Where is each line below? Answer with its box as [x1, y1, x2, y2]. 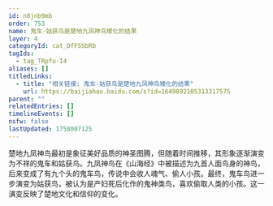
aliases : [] [8, 65, 49, 73]
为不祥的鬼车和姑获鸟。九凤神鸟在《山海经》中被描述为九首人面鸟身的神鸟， [8, 158, 265, 168]
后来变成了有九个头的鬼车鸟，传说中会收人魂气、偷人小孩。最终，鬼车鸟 [8, 168, 250, 178]
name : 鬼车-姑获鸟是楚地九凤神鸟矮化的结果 [8, 27, 137, 35]
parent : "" [8, 95, 45, 103]
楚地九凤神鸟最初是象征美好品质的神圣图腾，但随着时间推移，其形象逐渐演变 [8, 148, 265, 158]
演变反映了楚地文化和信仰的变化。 [8, 188, 123, 199]
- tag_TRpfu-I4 [15, 58, 67, 66]
